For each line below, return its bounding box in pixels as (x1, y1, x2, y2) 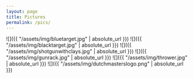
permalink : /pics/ (6, 19, 51, 25)
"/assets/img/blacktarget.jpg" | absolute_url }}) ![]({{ (6, 42, 132, 49)
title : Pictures (6, 14, 46, 20)
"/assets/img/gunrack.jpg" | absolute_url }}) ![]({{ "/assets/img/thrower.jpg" (6, 54, 188, 61)
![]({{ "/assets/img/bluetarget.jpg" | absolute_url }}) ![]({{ (6, 36, 142, 43)
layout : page (6, 8, 38, 15)
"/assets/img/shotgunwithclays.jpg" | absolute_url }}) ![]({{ (6, 48, 147, 55)
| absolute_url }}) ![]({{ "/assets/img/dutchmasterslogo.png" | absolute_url (6, 60, 184, 67)
